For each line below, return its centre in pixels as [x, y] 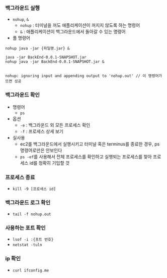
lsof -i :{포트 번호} [33, 240]
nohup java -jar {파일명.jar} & [37, 49]
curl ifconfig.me [31, 270]
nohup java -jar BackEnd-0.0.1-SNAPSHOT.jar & [55, 62]
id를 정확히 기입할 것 [50, 163]
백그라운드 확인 [23, 95]
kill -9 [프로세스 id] [34, 189]
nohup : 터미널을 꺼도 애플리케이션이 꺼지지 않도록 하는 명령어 [80, 25]
